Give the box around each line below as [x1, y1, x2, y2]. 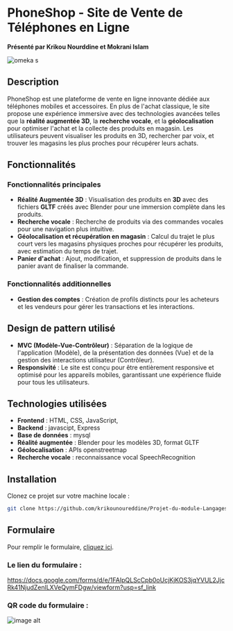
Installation [7, 473, 57, 485]
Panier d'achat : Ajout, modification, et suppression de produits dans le [17, 255, 222, 263]
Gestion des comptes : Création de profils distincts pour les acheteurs [17, 295, 220, 303]
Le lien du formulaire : [7, 560, 82, 570]
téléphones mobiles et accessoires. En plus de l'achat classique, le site [7, 102, 210, 110]
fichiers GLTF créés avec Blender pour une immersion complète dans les [17, 203, 225, 211]
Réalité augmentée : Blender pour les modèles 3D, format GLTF [17, 439, 200, 447]
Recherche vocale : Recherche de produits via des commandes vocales [17, 217, 224, 226]
